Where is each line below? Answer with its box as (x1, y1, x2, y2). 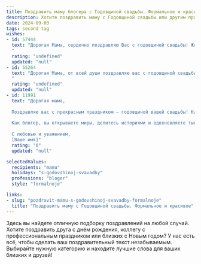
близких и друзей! (6, 251, 53, 258)
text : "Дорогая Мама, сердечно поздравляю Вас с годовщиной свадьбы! (11, 43, 188, 48)
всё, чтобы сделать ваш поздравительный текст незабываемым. (6, 238, 172, 245)
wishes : (6, 31, 26, 37)
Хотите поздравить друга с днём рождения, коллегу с (6, 226, 145, 233)
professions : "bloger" (11, 175, 68, 181)
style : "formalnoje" (11, 181, 63, 187)
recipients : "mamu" (11, 164, 60, 171)
